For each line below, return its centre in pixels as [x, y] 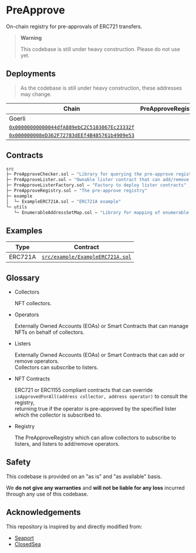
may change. [36, 94]
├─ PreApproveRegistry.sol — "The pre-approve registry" [77, 191]
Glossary [23, 278]
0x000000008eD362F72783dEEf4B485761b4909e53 [72, 135]
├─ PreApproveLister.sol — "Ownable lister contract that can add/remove [98, 180]
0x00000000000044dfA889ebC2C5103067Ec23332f [72, 127]
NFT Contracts [32, 379]
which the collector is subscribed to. [58, 415]
